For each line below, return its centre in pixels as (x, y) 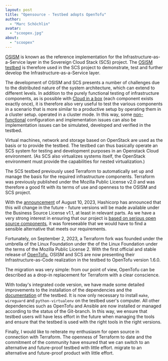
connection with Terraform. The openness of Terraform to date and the (78, 337)
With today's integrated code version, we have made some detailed (75, 284)
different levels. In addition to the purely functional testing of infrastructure (82, 93)
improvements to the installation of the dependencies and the (68, 290)
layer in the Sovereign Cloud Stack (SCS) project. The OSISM (90, 62)
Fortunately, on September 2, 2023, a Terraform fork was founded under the (84, 238)
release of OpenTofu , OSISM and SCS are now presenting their (70, 254)
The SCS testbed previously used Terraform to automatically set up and (79, 171)
